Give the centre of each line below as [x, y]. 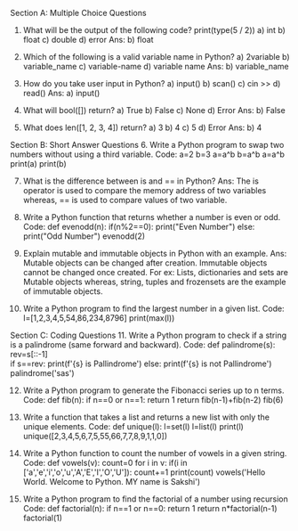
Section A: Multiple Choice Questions [78, 13]
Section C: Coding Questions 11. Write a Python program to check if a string [149, 335]
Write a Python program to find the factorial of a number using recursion [155, 499]
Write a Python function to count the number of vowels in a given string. [155, 453]
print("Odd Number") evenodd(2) [84, 236]
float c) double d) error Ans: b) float [88, 40]
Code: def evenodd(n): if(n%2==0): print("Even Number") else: [139, 227]
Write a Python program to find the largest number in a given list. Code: [153, 308]
